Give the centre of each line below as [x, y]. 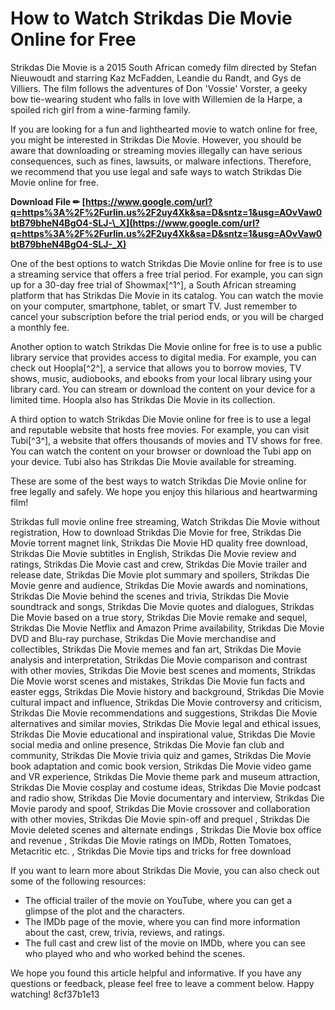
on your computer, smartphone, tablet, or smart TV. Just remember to [154, 306]
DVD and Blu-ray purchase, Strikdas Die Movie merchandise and [143, 638]
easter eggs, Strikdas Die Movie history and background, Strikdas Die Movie [167, 691]
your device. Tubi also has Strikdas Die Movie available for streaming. [153, 461]
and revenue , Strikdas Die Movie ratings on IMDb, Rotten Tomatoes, [151, 840]
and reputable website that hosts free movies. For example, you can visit [160, 429]
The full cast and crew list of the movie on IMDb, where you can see [165, 943]
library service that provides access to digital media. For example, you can [163, 357]
